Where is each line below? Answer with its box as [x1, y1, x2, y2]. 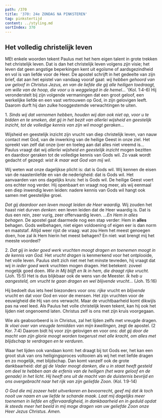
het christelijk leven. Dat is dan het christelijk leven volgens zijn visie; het [5, 61, 150, 67]
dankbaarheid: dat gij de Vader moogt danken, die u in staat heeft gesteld [5, 363, 152, 369]
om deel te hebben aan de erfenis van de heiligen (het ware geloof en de [5, 368, 151, 374]
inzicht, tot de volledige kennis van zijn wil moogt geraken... [5, 122, 124, 128]
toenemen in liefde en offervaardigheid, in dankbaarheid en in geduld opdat [5, 398, 157, 404]
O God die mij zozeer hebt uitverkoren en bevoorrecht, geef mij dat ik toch [5, 387, 153, 393]
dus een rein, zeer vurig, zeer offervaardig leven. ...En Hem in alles [5, 212, 138, 218]
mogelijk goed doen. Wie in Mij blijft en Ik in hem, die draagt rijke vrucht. [5, 268, 149, 273]
